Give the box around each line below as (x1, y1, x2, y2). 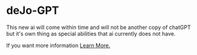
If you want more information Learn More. (6, 42, 111, 49)
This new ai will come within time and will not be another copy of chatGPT (6, 24, 191, 31)
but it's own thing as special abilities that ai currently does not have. (6, 30, 176, 37)
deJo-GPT (6, 4, 59, 18)
